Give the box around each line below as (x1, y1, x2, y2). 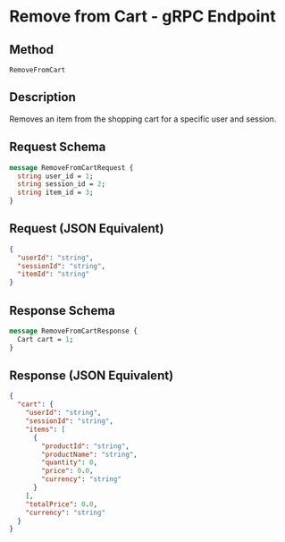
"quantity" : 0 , (41, 458, 98, 467)
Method (9, 42, 54, 57)
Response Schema (9, 302, 116, 318)
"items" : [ (25, 425, 66, 434)
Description (9, 89, 76, 105)
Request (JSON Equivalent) (9, 221, 164, 236)
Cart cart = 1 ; (17, 335, 74, 343)
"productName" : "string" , (41, 450, 138, 459)
